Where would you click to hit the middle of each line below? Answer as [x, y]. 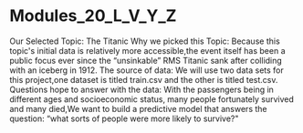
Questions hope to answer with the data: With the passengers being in [141, 89]
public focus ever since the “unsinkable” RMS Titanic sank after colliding [146, 60]
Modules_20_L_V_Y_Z [93, 16]
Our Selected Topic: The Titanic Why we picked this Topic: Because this [145, 41]
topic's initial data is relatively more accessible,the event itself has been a [147, 50]
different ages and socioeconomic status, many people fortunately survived [152, 99]
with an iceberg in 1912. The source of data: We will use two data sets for [147, 70]
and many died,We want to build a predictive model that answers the [138, 108]
